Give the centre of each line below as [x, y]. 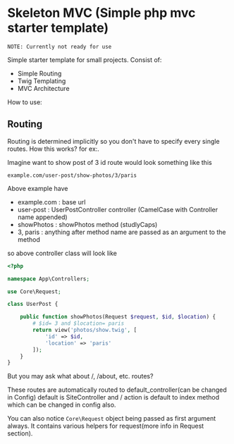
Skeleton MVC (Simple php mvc [101, 13]
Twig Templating [42, 81]
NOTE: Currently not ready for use [60, 47]
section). [20, 433]
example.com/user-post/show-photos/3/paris [72, 175]
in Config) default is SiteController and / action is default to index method [113, 397]
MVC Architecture [43, 88]
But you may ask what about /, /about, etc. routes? [80, 376]
